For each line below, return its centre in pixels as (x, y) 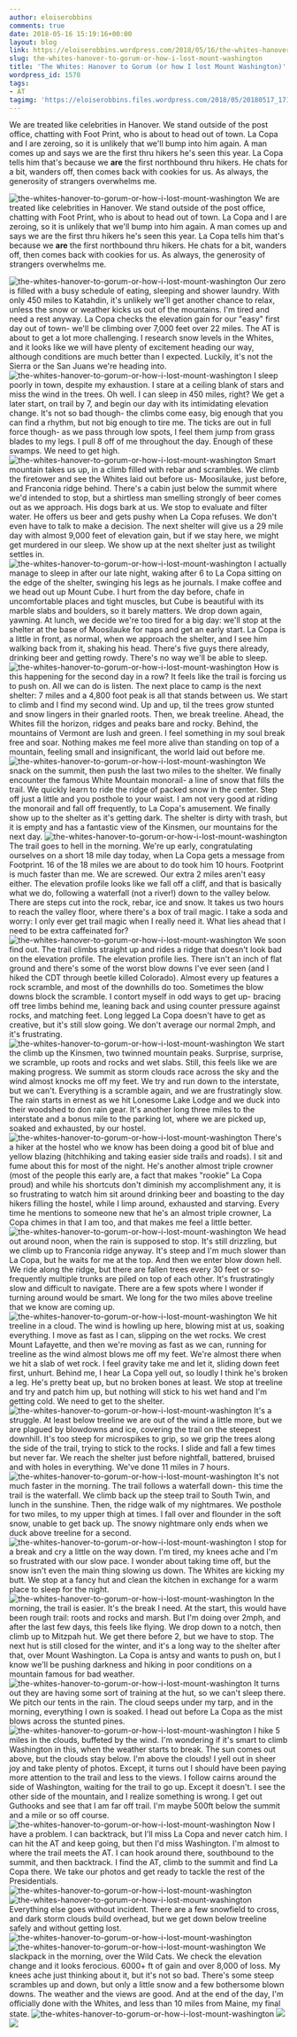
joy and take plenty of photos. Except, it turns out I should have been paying (148, 1769)
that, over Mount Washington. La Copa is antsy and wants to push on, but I (145, 1655)
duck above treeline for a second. (70, 1533)
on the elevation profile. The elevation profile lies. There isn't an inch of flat (146, 959)
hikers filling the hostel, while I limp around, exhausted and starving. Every (145, 1204)
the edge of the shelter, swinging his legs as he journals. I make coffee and (146, 583)
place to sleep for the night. (59, 1590)
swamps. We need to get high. (65, 451)
